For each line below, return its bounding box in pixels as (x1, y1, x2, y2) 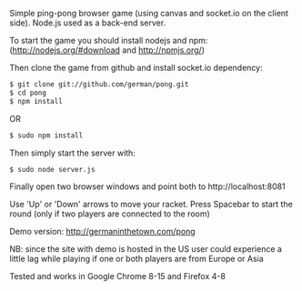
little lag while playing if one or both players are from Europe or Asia (9, 254, 264, 265)
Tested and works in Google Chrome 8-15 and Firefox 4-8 (9, 271, 226, 282)
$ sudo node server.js (9, 165, 96, 174)
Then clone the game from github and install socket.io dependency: (9, 63, 263, 73)
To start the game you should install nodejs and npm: (9, 35, 208, 45)
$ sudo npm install (9, 131, 84, 140)
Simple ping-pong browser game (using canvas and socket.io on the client (9, 8, 289, 18)
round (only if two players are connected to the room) (9, 208, 211, 219)
